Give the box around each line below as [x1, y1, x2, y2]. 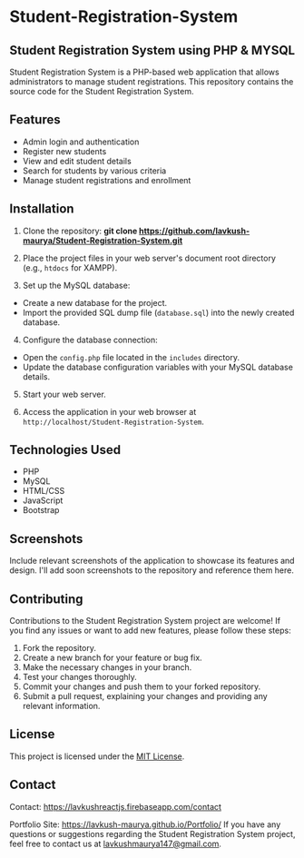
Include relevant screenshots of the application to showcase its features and [9, 556, 295, 567]
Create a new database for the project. [22, 297, 168, 308]
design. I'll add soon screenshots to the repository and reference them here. [9, 565, 295, 576]
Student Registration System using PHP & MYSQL [9, 43, 296, 58]
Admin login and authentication [22, 136, 140, 147]
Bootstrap [22, 505, 60, 516]
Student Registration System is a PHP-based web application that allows [9, 66, 279, 77]
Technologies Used [9, 442, 121, 458]
